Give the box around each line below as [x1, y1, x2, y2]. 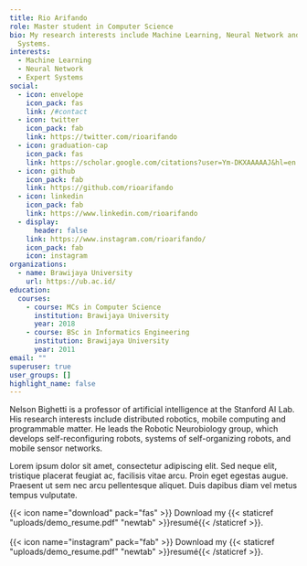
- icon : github [17, 166, 76, 176]
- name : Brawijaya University [17, 269, 132, 278]
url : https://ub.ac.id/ [26, 277, 117, 286]
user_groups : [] [9, 370, 71, 379]
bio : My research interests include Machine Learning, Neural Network [9, 30, 284, 39]
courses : [17, 294, 51, 303]
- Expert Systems [17, 73, 84, 82]
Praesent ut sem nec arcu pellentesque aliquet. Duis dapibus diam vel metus [9, 480, 298, 491]
